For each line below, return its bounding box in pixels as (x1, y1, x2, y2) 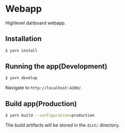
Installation (5, 35, 42, 43)
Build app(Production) (5, 99, 77, 108)
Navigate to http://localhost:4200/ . (5, 85, 83, 91)
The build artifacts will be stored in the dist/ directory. (5, 122, 120, 128)
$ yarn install (5, 48, 38, 53)
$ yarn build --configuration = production (5, 113, 95, 118)
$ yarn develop (5, 76, 38, 81)
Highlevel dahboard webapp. (5, 20, 66, 26)
